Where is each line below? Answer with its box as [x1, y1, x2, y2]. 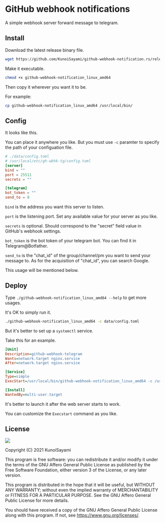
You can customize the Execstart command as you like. [5, 410, 118, 417]
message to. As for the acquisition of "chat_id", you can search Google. [5, 258, 150, 264]
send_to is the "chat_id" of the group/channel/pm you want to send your [5, 253, 151, 259]
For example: [5, 94, 32, 99]
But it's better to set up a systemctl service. [5, 327, 93, 333]
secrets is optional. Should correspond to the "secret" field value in [5, 223, 141, 229]
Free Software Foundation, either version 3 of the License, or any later [5, 467, 147, 473]
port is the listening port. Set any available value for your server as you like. [5, 213, 158, 220]
